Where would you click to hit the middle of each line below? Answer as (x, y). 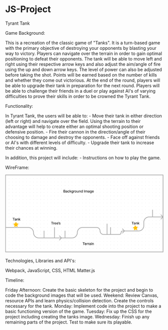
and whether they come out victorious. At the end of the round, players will (83, 80)
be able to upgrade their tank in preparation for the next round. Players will (82, 85)
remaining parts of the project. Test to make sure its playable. (69, 322)
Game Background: (25, 33)
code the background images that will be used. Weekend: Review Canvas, (82, 295)
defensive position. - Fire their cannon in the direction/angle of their (75, 131)
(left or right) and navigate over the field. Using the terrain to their (73, 121)
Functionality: (19, 106)
